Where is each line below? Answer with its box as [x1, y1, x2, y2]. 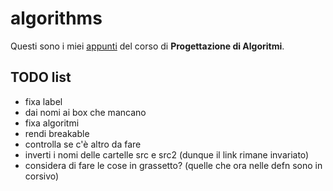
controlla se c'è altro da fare [24, 138, 142, 150]
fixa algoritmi [24, 117, 80, 129]
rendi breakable [24, 127, 90, 139]
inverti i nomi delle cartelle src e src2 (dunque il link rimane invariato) [24, 148, 310, 161]
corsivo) [24, 170, 60, 182]
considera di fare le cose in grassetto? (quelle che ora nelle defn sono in [24, 159, 323, 171]
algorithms [10, 7, 103, 30]
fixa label [24, 95, 63, 107]
